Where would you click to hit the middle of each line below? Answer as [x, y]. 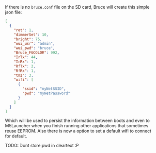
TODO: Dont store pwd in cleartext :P [42, 146]
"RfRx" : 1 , [25, 71]
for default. [16, 136]
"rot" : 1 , [24, 30]
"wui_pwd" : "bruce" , [34, 48]
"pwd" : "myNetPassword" [46, 93]
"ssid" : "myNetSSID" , [44, 89]
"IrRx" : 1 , [25, 62]
